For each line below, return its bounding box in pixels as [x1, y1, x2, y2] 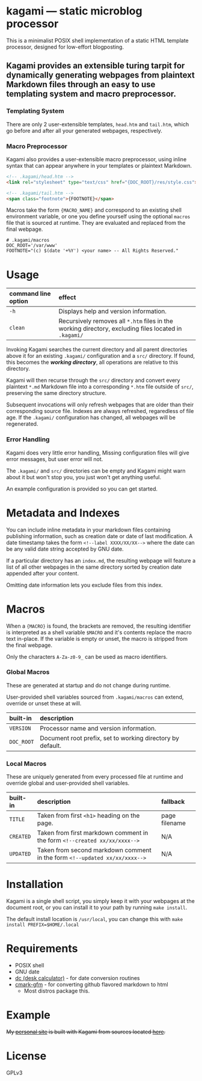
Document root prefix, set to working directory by [40, 733, 179, 742]
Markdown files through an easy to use [6, 79, 156, 90]
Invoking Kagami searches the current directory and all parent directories [6, 346, 188, 353]
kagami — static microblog [6, 4, 142, 18]
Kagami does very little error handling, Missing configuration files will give [6, 449, 189, 456]
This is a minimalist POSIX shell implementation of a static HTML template [6, 37, 189, 44]
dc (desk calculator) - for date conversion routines [14, 975, 140, 981]
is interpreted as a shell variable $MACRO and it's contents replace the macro [6, 628, 192, 635]
